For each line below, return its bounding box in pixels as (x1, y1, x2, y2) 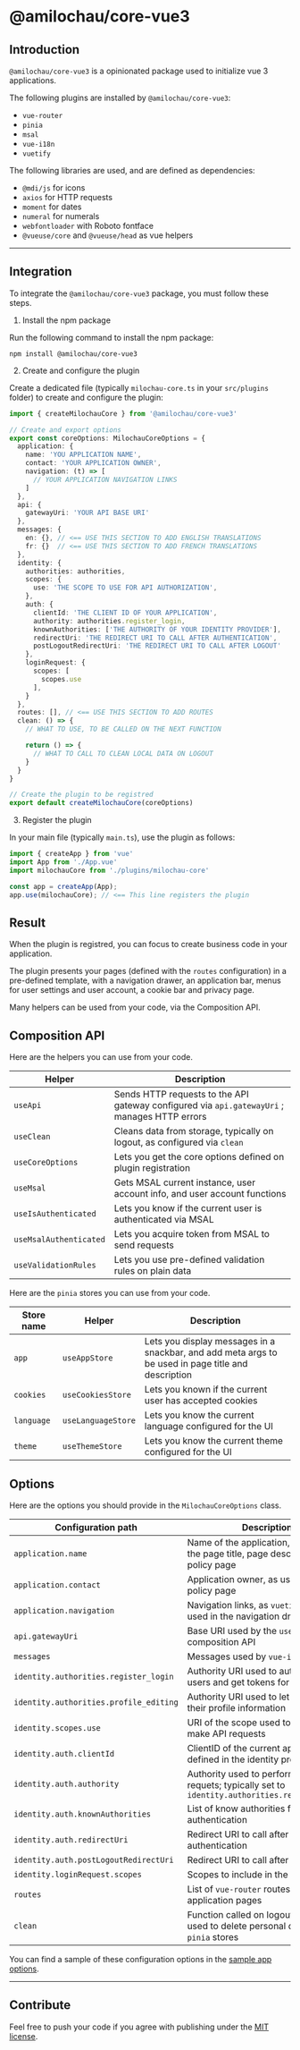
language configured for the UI (144, 1420, 274, 1433)
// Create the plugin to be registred (9, 790, 154, 800)
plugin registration (113, 1162, 190, 1174)
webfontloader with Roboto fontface (21, 221, 154, 231)
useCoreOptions (13, 1157, 79, 1168)
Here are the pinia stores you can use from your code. (9, 1288, 211, 1299)
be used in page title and (144, 1358, 248, 1370)
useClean (13, 1131, 51, 1142)
